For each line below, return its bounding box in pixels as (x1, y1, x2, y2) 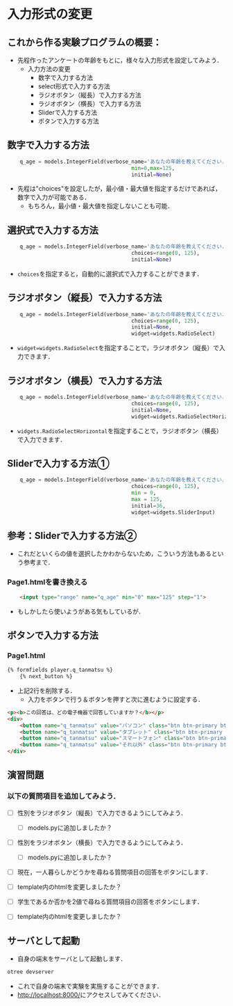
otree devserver (7, 968, 54, 975)
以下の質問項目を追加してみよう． (7, 792, 120, 801)
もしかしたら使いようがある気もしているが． (17, 607, 145, 615)
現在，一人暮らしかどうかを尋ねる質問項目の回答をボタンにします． (17, 868, 212, 877)
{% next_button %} (19, 673, 73, 680)
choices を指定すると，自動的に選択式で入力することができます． (17, 269, 203, 278)
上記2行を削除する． (17, 686, 76, 695)
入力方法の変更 (27, 65, 71, 73)
